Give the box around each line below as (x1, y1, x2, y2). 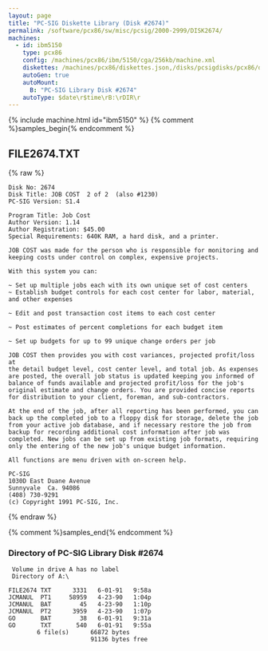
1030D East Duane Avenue (8, 477, 91, 486)
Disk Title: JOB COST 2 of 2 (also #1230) (8, 191, 159, 199)
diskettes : (22, 64, 59, 72)
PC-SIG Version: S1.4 (8, 197, 81, 206)
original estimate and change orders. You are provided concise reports (8, 387, 255, 395)
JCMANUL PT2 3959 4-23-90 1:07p (8, 608, 152, 616)
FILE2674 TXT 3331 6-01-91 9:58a (8, 586, 152, 595)
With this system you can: (8, 268, 98, 276)
